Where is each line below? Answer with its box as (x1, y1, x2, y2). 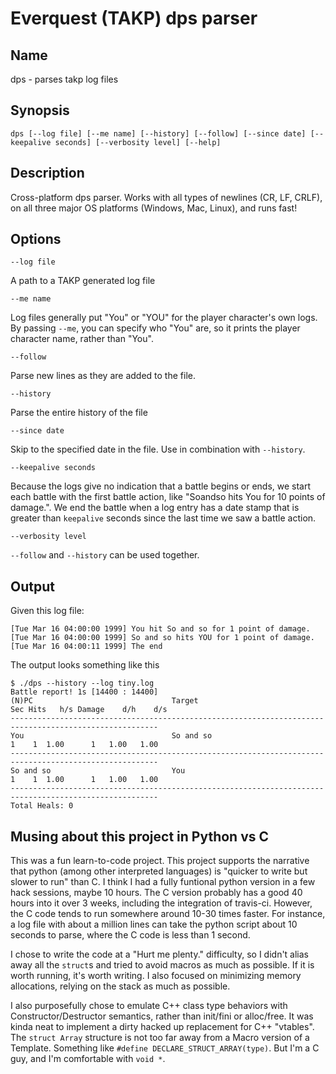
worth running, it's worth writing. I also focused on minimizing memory (10, 970, 302, 982)
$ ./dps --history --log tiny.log (10, 678, 155, 689)
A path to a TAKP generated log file (10, 275, 156, 287)
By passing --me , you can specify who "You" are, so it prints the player (10, 322, 301, 334)
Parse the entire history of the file (10, 407, 148, 419)
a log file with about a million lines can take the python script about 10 (10, 918, 298, 931)
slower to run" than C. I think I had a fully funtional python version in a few (10, 876, 316, 888)
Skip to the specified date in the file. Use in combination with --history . (10, 443, 306, 456)
